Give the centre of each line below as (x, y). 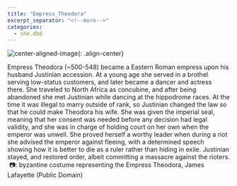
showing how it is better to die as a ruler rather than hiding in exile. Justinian (118, 149)
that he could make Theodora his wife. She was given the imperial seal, (111, 112)
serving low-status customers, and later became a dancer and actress (110, 82)
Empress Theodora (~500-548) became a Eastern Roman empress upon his (118, 67)
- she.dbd (28, 33)
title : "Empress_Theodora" (47, 14)
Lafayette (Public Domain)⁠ (45, 175)
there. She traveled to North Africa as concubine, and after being (102, 89)
